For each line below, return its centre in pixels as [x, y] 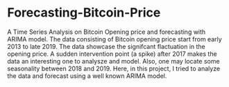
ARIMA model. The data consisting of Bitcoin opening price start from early [114, 39]
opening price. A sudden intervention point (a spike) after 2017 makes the [112, 54]
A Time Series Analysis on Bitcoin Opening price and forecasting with [107, 32]
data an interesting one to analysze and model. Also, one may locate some [113, 61]
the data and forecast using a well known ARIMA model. [87, 76]
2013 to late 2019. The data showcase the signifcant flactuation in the [107, 46]
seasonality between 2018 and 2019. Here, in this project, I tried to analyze [114, 68]
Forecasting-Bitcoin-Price [84, 13]
